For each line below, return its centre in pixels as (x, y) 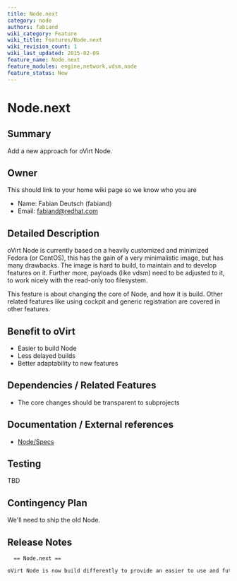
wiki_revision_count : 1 (42, 47)
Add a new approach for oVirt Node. (60, 151)
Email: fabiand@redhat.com (58, 211)
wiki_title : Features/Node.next (55, 40)
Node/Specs (36, 441)
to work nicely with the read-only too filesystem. (78, 280)
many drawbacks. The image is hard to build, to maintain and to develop (112, 265)
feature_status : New (38, 73)
